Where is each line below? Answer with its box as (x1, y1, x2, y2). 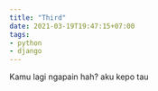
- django (9, 47, 42, 56)
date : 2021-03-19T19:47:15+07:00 (9, 22, 135, 31)
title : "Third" (9, 13, 67, 23)
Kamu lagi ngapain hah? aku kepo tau (9, 71, 149, 82)
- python (9, 38, 42, 48)
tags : (9, 30, 30, 39)
